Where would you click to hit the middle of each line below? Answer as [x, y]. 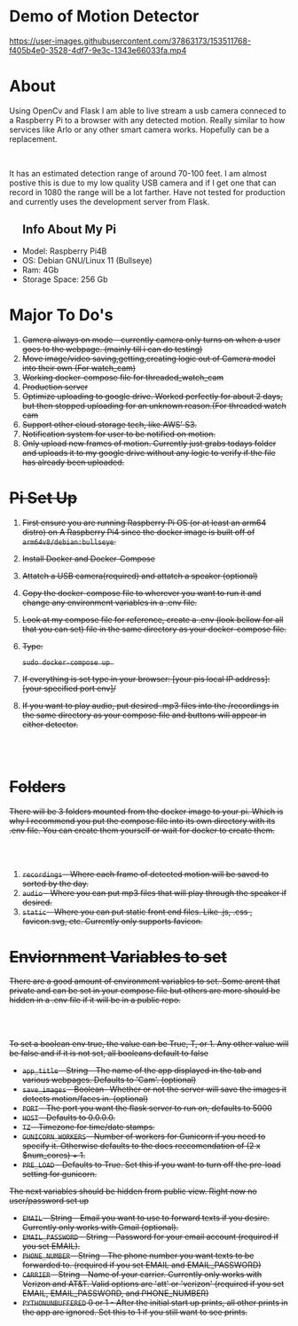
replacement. [33, 138]
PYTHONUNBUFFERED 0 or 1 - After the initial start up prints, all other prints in [155, 1303]
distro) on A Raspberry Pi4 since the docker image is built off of [138, 532]
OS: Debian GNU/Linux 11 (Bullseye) [87, 260]
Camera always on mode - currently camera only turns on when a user [151, 340]
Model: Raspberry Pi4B [64, 251]
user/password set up [49, 1201]
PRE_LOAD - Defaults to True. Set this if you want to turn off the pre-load [151, 1165]
